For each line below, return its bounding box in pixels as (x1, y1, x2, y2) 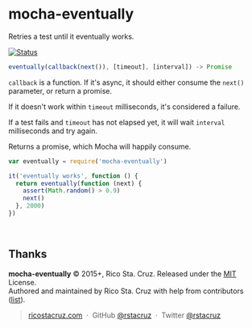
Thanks (8, 247, 48, 261)
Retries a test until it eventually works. (8, 32, 134, 41)
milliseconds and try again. (8, 126, 98, 136)
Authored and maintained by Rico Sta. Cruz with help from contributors (8, 286, 244, 296)
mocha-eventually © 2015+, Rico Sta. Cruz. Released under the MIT (8, 268, 237, 279)
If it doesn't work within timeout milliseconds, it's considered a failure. (8, 102, 241, 111)
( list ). (8, 294, 26, 304)
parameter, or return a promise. (8, 86, 113, 95)
